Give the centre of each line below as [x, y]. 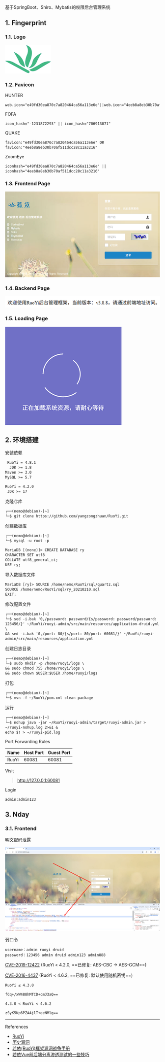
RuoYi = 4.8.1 [22, 463]
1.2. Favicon [20, 84]
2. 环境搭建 [22, 440]
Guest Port [59, 753]
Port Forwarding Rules [28, 742]
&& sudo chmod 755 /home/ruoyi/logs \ [45, 668]
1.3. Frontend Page [28, 183]
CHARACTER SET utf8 [25, 555]
